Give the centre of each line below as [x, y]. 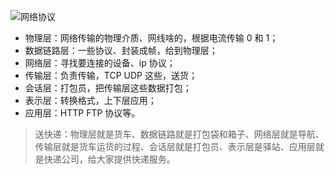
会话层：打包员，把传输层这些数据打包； [108, 88]
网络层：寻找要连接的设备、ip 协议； [100, 63]
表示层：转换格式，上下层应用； [90, 100]
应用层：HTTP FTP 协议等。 [82, 113]
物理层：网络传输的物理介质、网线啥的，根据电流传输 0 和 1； [151, 38]
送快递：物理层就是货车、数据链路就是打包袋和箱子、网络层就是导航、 [179, 134]
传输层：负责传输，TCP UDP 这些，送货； [111, 75]
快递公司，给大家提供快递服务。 [109, 159]
